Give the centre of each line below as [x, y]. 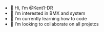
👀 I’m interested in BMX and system [48, 13]
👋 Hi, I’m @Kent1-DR [32, 8]
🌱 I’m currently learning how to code [48, 19]
